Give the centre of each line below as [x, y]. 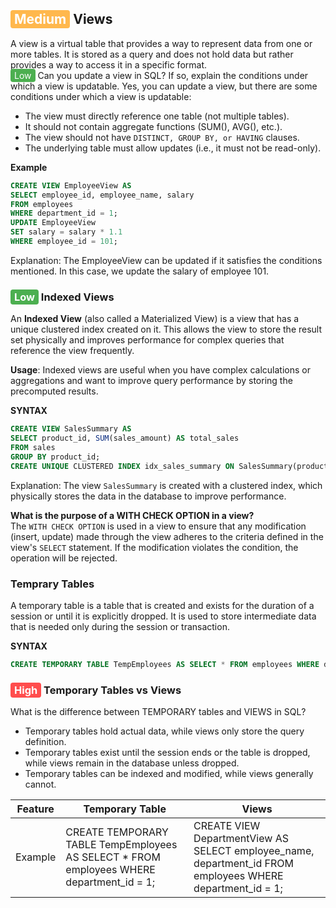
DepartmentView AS [241, 839]
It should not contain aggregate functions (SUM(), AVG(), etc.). [153, 126]
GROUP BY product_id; [55, 457]
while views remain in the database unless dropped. [132, 763]
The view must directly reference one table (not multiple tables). [157, 116]
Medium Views [63, 19]
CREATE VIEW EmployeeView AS [71, 185]
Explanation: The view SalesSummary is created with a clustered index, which [166, 485]
